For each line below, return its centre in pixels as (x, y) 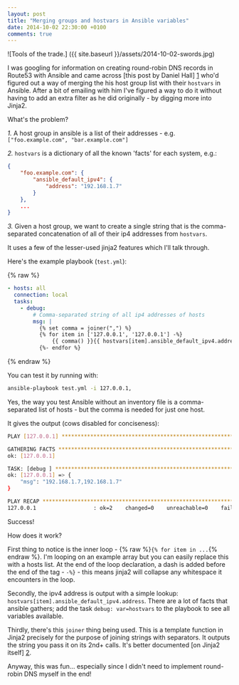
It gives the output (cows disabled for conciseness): (84, 423)
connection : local (41, 295)
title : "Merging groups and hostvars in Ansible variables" (99, 21)
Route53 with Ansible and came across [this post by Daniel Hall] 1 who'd (113, 75)
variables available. (36, 616)
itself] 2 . (20, 652)
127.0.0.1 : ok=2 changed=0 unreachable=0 (108, 508)
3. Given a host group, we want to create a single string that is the (104, 226)
